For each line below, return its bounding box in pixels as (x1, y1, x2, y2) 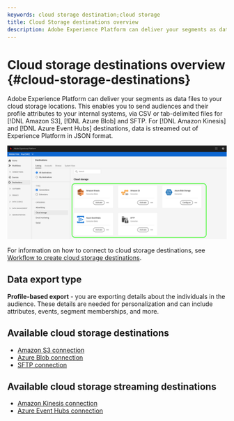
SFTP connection (17, 360, 68, 369)
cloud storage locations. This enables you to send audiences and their (7, 102, 209, 111)
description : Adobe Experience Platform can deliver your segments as (7, 26, 217, 33)
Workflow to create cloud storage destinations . (7, 253, 142, 261)
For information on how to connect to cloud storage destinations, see (7, 246, 205, 254)
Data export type (7, 274, 82, 286)
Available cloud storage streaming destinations (7, 381, 217, 392)
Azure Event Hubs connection (17, 406, 103, 415)
